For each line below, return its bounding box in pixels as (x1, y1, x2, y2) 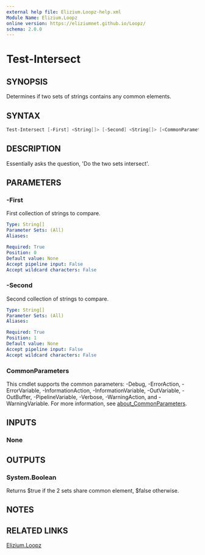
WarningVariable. (6, 400, 50, 407)
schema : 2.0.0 (6, 26, 43, 32)
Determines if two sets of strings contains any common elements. (6, 93, 172, 100)
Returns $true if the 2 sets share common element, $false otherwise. (6, 487, 179, 494)
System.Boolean (6, 473, 57, 482)
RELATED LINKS (6, 525, 68, 535)
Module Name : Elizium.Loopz (6, 15, 78, 21)
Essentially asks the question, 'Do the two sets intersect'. (6, 160, 149, 167)
